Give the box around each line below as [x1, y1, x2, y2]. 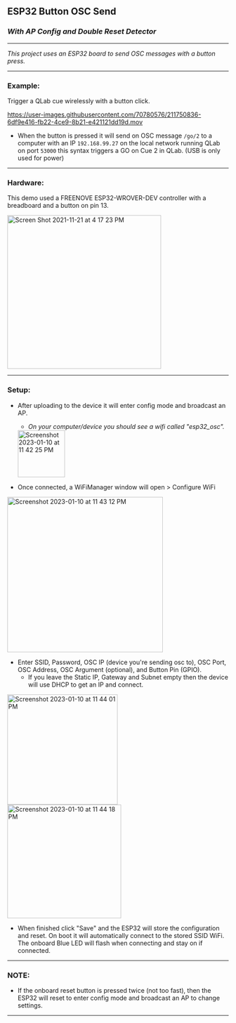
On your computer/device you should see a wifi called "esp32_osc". [27, 422, 225, 430]
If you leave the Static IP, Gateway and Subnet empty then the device [27, 673, 228, 681]
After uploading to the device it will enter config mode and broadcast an [17, 401, 226, 409]
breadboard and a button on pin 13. [7, 202, 109, 210]
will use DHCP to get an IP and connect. [27, 680, 144, 689]
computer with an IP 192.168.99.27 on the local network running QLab [17, 138, 221, 147]
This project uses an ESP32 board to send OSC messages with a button [7, 49, 216, 58]
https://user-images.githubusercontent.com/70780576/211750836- [7, 110, 202, 119]
